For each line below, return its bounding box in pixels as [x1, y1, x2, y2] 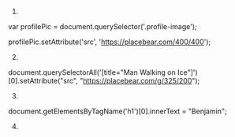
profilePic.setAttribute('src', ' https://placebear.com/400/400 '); [8, 37, 211, 46]
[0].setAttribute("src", [8, 76, 79, 85]
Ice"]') [177, 68, 199, 77]
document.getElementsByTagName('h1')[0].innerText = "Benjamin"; [8, 106, 227, 116]
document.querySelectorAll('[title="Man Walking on [8, 68, 176, 77]
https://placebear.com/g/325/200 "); [82, 76, 200, 85]
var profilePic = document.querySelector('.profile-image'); [8, 22, 197, 31]
